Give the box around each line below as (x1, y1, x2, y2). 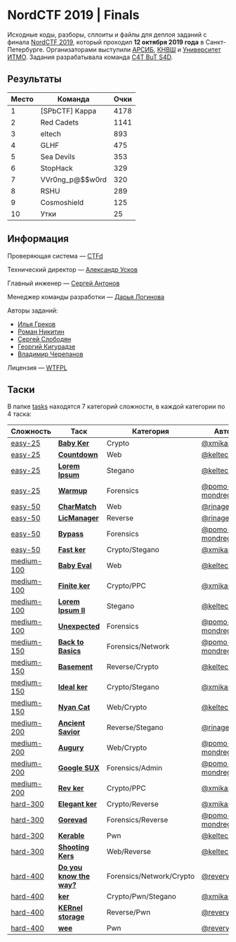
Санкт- (205, 37, 226, 46)
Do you (58, 862, 83, 872)
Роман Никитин (17, 327, 65, 336)
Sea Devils (40, 151, 76, 161)
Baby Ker (58, 439, 90, 448)
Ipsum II (58, 605, 86, 615)
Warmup (58, 486, 88, 496)
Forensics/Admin (106, 763, 163, 773)
